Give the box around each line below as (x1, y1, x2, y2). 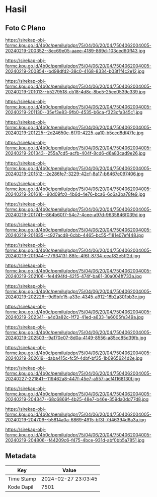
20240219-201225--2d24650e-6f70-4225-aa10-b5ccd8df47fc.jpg (5, 130, 144, 136)
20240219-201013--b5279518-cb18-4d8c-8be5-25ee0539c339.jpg (5, 89, 146, 94)
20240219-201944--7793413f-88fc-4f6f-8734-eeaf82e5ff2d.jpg (5, 253, 140, 258)
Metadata (5, 452, 36, 460)
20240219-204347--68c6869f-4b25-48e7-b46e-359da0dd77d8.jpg (5, 396, 149, 402)
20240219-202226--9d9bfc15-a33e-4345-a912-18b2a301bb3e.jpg (5, 294, 145, 300)
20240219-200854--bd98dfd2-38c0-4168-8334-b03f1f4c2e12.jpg (5, 68, 145, 74)
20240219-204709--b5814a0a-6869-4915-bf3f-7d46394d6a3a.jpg (5, 417, 146, 422)
